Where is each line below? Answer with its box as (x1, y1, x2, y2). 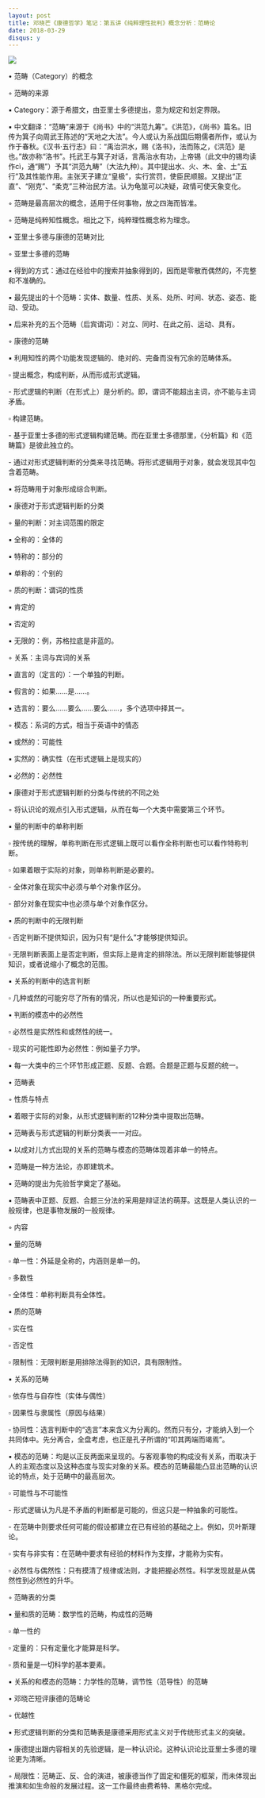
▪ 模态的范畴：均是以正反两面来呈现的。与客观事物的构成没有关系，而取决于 (8, 1452, 257, 1461)
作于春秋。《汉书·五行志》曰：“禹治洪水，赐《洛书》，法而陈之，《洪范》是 (8, 142, 246, 152)
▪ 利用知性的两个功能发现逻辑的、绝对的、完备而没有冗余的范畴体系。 (8, 353, 236, 363)
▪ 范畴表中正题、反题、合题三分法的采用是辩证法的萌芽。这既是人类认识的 (8, 1195, 250, 1205)
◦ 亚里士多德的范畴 (8, 249, 70, 259)
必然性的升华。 (28, 1576, 78, 1585)
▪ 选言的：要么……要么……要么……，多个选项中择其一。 (8, 703, 189, 713)
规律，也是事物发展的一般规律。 (14, 1206, 119, 1215)
